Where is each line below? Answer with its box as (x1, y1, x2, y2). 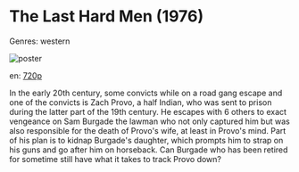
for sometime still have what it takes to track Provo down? (9, 153, 221, 164)
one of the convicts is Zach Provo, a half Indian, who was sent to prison (9, 96, 272, 108)
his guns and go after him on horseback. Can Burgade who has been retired (9, 144, 288, 155)
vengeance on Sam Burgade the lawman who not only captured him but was (9, 116, 290, 127)
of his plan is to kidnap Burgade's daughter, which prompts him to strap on (9, 135, 284, 145)
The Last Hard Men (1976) (9, 6, 203, 27)
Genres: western (9, 36, 71, 46)
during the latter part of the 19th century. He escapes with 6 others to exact (9, 106, 287, 117)
